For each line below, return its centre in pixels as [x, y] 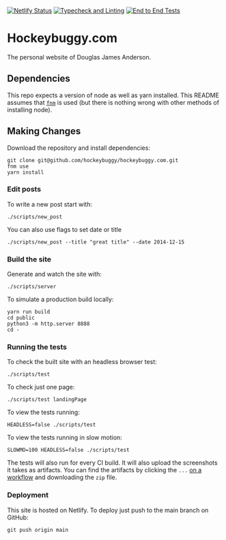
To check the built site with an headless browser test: [82, 362]
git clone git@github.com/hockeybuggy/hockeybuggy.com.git [93, 160]
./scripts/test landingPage [47, 400]
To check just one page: [41, 387]
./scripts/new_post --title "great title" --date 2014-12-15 [96, 242]
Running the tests [37, 347]
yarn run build [29, 312]
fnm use [18, 166]
